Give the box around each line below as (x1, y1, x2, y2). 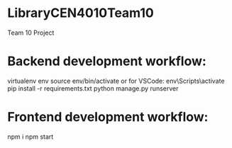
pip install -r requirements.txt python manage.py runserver (7, 84, 179, 93)
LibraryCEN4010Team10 (7, 5, 154, 21)
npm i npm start (7, 132, 54, 141)
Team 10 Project (7, 28, 55, 37)
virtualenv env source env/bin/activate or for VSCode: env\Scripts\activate (7, 76, 225, 85)
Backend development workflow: (7, 53, 207, 69)
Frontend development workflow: (7, 109, 209, 125)
